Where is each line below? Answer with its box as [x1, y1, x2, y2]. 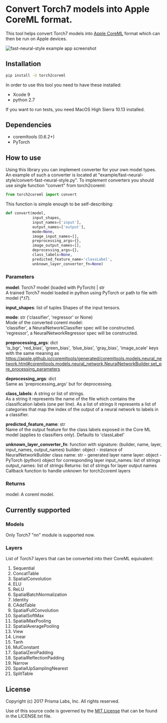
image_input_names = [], [32, 234, 79, 239]
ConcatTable [12, 571, 39, 577]
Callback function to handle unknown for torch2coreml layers [5, 467, 131, 473]
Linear [12, 634, 26, 640]
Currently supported [5, 506, 71, 514]
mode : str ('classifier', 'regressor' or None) [5, 314, 93, 320]
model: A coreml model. [5, 491, 55, 497]
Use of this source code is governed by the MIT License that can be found [5, 708, 158, 714]
